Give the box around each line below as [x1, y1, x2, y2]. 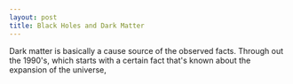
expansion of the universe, [9, 64, 107, 75]
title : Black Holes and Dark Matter [9, 21, 145, 30]
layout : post [9, 12, 58, 22]
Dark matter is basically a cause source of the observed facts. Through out [9, 45, 284, 56]
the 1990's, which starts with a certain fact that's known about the [9, 55, 251, 65]
